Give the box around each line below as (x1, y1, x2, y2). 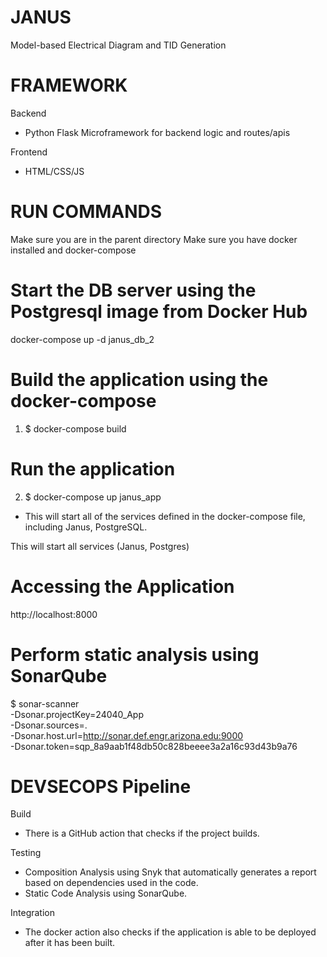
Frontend (10, 146, 48, 158)
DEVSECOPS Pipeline (10, 775, 192, 798)
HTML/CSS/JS (24, 165, 85, 177)
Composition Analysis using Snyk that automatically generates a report (24, 866, 317, 878)
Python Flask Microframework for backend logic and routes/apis (24, 126, 291, 138)
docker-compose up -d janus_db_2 (10, 333, 155, 345)
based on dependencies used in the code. (24, 877, 199, 889)
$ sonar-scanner (10, 697, 80, 710)
